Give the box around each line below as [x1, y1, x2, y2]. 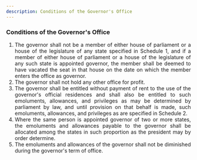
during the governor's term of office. [14, 147, 104, 154]
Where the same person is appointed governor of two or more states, [14, 115, 191, 123]
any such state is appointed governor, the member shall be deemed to [14, 60, 191, 67]
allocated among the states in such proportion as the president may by [14, 128, 191, 135]
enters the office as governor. [14, 72, 87, 79]
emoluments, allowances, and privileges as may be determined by [14, 97, 191, 104]
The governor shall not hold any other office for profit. [14, 79, 145, 86]
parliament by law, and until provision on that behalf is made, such [14, 103, 191, 110]
